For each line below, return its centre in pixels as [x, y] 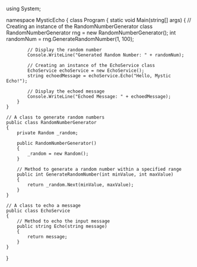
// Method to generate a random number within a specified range [99, 169]
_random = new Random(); [58, 154]
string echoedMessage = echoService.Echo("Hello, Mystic [99, 76]
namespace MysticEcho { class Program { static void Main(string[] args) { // [99, 20]
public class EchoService [38, 211]
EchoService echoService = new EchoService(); [86, 71]
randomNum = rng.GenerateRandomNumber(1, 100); [70, 39]
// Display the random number [65, 50]
